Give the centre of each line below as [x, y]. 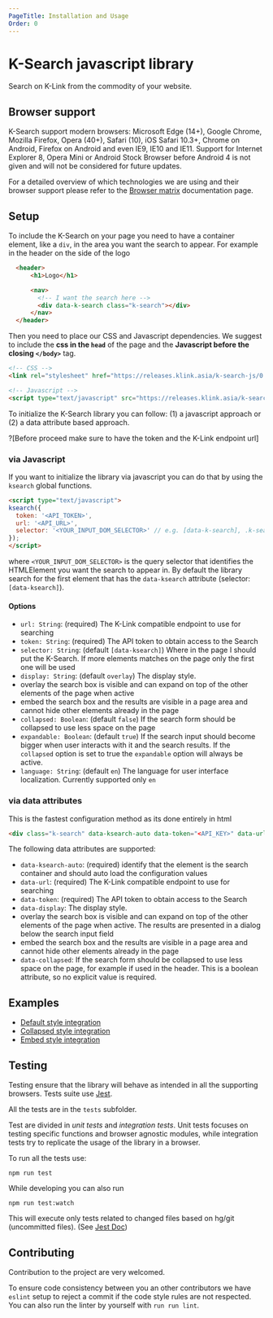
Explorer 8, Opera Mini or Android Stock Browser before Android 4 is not [130, 158]
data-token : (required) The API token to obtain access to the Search [134, 900]
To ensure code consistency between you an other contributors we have [130, 1288]
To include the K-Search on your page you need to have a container [122, 236]
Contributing [41, 1252]
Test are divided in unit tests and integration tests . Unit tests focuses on [128, 1125]
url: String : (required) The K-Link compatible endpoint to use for [130, 624]
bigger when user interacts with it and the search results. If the [125, 745]
